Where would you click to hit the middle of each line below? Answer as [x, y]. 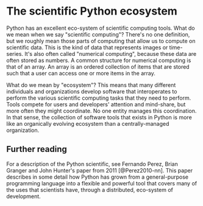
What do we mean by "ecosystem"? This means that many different [91, 85]
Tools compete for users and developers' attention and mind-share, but [96, 104]
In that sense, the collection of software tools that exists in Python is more [99, 117]
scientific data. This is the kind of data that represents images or [87, 47]
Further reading [37, 149]
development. [23, 196]
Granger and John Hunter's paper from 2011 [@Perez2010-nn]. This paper [100, 170]
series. [15, 53]
